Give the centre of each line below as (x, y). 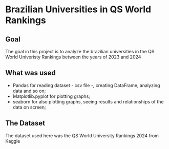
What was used (31, 73)
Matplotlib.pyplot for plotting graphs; (51, 96)
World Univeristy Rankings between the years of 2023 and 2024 (73, 57)
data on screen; (29, 107)
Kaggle (13, 141)
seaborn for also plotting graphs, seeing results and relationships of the (88, 101)
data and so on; (29, 91)
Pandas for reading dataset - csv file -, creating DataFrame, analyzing (86, 85)
